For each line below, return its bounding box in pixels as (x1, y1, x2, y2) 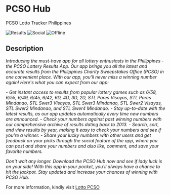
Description (6, 44, 44, 53)
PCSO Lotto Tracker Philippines (6, 20, 71, 26)
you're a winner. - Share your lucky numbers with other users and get (6, 132, 151, 138)
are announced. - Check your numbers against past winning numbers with (6, 116, 162, 122)
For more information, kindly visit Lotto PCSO (6, 184, 100, 190)
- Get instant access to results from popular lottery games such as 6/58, (6, 89, 157, 95)
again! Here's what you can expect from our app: (6, 79, 109, 85)
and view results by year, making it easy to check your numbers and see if (6, 127, 161, 133)
